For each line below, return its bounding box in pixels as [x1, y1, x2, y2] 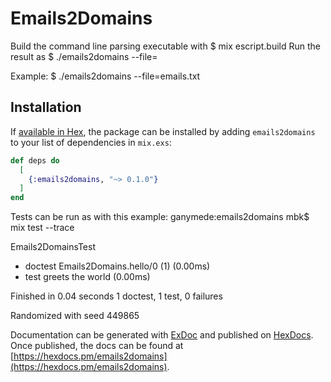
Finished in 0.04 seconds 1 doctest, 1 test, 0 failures [10, 290, 223, 302]
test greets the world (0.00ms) [24, 271, 151, 283]
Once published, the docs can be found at [10, 340, 184, 352]
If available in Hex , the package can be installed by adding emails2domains [10, 125, 316, 137]
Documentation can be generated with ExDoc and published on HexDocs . [10, 329, 314, 341]
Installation [10, 99, 82, 116]
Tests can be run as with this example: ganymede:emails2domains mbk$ [10, 211, 310, 223]
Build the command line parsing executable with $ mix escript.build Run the [10, 40, 321, 52]
